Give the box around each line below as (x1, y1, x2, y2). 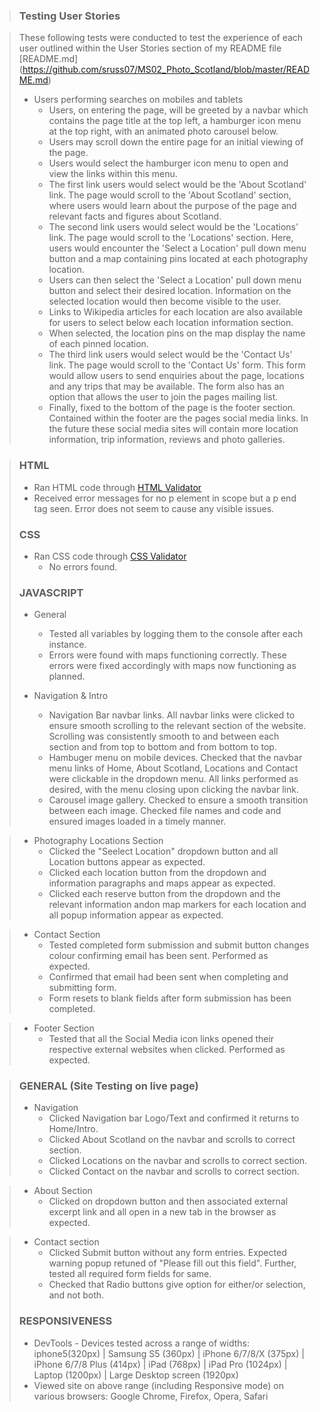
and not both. (48, 1289, 105, 1301)
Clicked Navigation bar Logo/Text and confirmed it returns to (48, 1112, 300, 1124)
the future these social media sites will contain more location (48, 423, 299, 435)
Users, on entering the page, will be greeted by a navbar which (48, 104, 309, 116)
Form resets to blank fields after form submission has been (48, 992, 292, 1004)
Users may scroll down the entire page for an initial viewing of (48, 136, 304, 148)
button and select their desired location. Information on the (48, 285, 292, 297)
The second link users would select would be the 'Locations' (48, 221, 299, 233)
